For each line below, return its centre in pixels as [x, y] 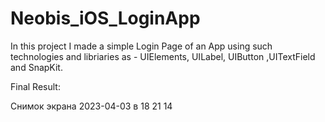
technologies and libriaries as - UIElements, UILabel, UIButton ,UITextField [163, 56]
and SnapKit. [36, 67]
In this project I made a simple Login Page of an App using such [141, 46]
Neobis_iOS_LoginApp [105, 18]
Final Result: [35, 86]
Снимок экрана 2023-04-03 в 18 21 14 [91, 106]
